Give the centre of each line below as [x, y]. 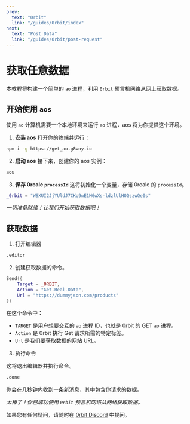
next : [13, 28]
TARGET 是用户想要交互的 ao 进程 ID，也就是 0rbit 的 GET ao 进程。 [96, 325]
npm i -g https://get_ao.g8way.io [49, 149]
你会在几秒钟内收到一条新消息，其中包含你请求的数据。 [74, 389]
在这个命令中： [24, 313]
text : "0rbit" [29, 17]
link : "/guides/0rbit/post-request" [57, 39]
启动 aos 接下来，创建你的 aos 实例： [61, 161]
